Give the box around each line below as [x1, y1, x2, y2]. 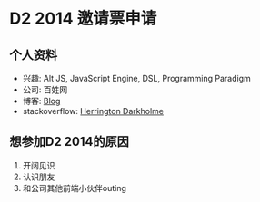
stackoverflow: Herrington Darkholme [22, 106, 164, 116]
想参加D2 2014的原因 [9, 134, 130, 149]
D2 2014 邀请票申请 [9, 8, 157, 29]
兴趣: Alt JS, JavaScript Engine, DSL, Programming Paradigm [22, 73, 252, 83]
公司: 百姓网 [22, 84, 68, 95]
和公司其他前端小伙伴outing [22, 182, 127, 193]
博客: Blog [22, 96, 61, 106]
